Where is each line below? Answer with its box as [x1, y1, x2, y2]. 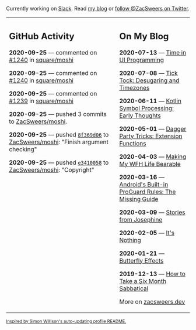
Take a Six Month [119, 277, 167, 285]
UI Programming [119, 56, 164, 64]
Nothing [119, 236, 141, 244]
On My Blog [119, 30, 169, 42]
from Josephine [119, 215, 163, 223]
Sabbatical [119, 284, 149, 292]
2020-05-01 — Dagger [119, 124, 187, 132]
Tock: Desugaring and [119, 76, 180, 84]
